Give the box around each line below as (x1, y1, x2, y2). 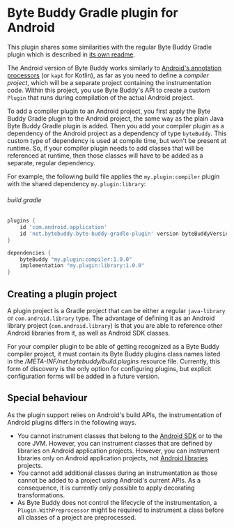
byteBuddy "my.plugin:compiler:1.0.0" (19, 256, 132, 263)
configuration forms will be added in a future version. (7, 372, 160, 380)
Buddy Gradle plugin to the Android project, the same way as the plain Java (7, 114, 224, 123)
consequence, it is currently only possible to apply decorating (17, 483, 195, 492)
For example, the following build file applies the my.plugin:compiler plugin (7, 172, 220, 181)
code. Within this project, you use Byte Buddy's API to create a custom (7, 86, 210, 94)
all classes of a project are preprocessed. (17, 513, 136, 521)
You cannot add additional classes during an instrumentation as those (17, 469, 218, 477)
